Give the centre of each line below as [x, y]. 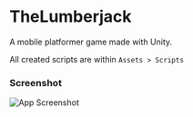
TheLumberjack [71, 17]
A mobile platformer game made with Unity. [91, 42]
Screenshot [36, 83]
